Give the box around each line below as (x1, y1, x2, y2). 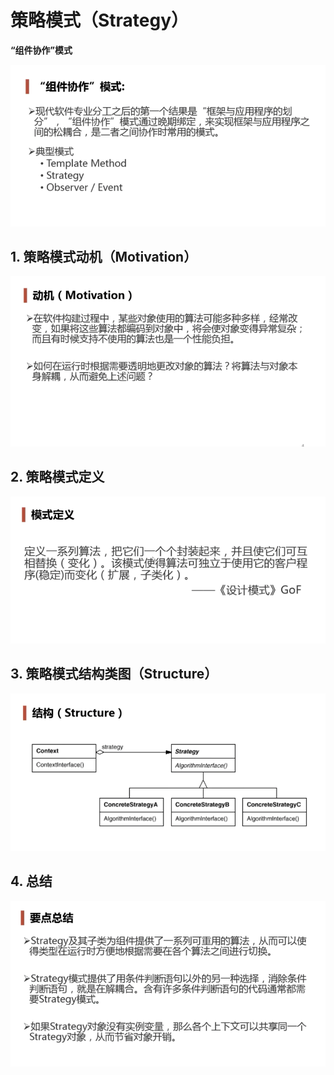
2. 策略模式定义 (10, 469, 105, 486)
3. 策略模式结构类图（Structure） (10, 666, 218, 683)
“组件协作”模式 (10, 44, 73, 56)
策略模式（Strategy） (10, 9, 190, 32)
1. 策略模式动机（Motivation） (10, 248, 198, 265)
